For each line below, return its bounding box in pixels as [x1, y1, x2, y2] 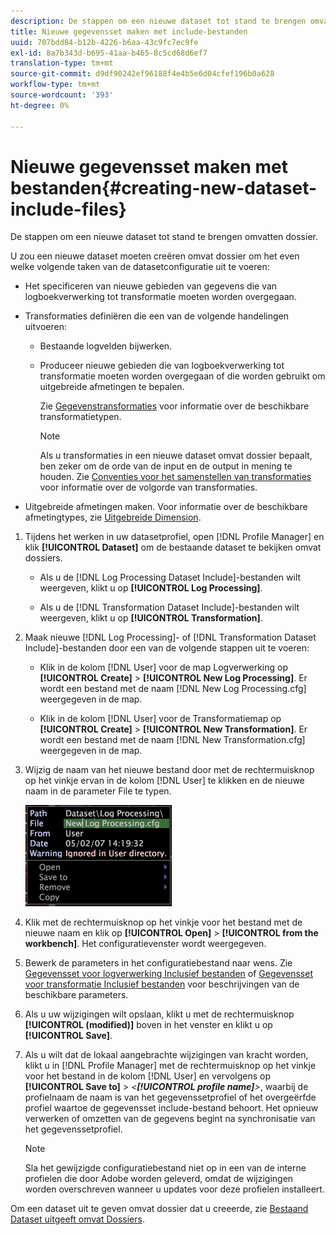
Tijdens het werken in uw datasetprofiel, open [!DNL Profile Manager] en [24, 531, 325, 543]
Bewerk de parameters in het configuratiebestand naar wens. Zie [24, 957, 293, 969]
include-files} [10, 198, 127, 220]
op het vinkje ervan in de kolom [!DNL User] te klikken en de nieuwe [24, 775, 305, 787]
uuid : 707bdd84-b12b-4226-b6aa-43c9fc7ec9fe [10, 37, 199, 47]
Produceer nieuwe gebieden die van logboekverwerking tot [39, 360, 285, 372]
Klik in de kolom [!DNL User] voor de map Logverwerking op [39, 661, 288, 674]
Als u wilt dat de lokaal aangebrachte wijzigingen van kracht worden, [24, 1049, 309, 1061]
